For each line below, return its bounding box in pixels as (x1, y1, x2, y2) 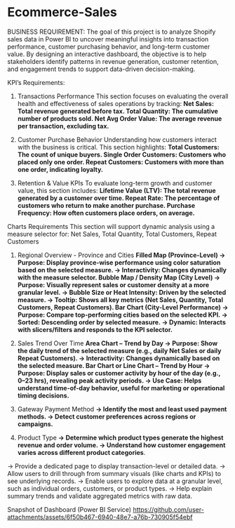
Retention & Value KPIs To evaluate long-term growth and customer (17, 178, 213, 187)
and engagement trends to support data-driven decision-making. (7, 65, 196, 73)
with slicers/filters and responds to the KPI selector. (17, 325, 173, 334)
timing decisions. (17, 391, 69, 400)
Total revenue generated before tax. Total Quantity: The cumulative (17, 107, 219, 115)
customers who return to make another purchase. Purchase (17, 201, 196, 209)
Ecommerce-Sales (7, 4, 117, 20)
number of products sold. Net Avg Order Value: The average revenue (17, 114, 222, 123)
